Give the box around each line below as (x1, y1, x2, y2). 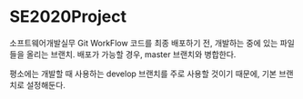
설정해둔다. (25, 79, 66, 90)
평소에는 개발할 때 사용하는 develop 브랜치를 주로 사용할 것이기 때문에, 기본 (9, 68, 278, 79)
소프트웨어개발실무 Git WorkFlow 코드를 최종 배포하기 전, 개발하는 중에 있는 (9, 37, 278, 48)
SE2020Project (9, 6, 127, 27)
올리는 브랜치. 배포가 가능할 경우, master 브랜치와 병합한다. (25, 48, 237, 60)
